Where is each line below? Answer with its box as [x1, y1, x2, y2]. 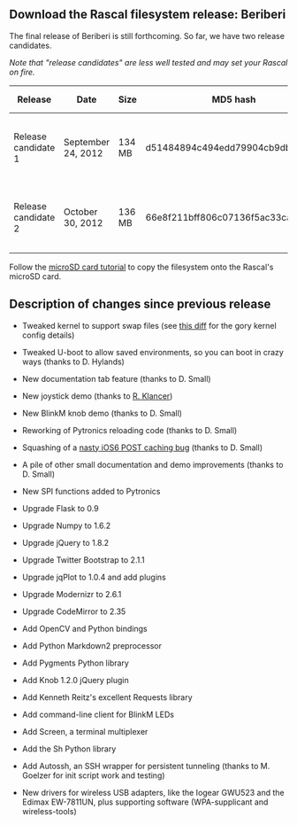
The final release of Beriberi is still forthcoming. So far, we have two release [9, 30, 286, 41]
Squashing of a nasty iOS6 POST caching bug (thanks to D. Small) [21, 442, 263, 453]
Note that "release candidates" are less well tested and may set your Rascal [9, 57, 288, 67]
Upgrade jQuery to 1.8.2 [21, 537, 110, 548]
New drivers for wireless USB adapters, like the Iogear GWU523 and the [21, 787, 285, 798]
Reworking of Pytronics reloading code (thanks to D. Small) [21, 424, 238, 435]
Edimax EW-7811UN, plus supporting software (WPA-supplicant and [21, 797, 269, 807]
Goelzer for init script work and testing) [21, 770, 165, 781]
